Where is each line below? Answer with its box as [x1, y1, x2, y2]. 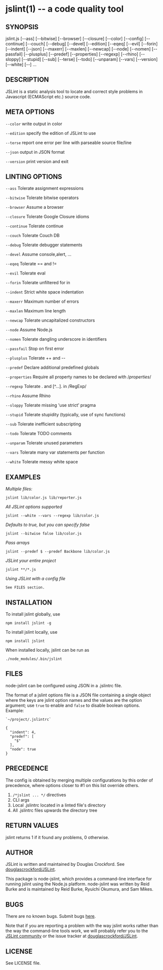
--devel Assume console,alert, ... [5, 252, 72, 257]
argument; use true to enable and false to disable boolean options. [5, 702, 140, 708]
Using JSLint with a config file [5, 576, 66, 582]
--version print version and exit [5, 158, 69, 164]
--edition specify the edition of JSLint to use [5, 130, 96, 136]
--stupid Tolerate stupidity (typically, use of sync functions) [5, 412, 126, 418]
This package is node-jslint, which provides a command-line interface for [5, 876, 152, 882]
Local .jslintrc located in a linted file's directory [12, 802, 106, 808]
